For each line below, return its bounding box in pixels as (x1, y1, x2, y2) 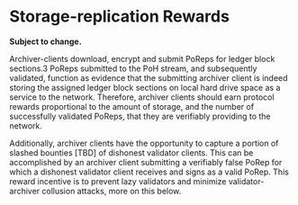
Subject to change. (9, 36, 83, 47)
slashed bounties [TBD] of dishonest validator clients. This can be (9, 147, 254, 158)
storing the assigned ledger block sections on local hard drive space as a (9, 82, 281, 93)
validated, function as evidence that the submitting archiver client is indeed (9, 72, 288, 83)
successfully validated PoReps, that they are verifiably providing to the (9, 111, 272, 121)
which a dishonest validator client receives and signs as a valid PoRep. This (9, 166, 290, 177)
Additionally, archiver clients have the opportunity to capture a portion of (9, 138, 279, 148)
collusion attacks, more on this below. (41, 185, 182, 196)
